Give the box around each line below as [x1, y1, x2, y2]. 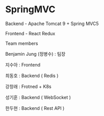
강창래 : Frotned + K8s [5, 83, 52, 89]
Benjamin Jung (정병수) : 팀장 [5, 51, 66, 57]
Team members [5, 40, 38, 47]
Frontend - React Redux [5, 30, 56, 36]
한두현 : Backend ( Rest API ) [5, 105, 65, 111]
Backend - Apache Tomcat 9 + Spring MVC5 [5, 20, 99, 27]
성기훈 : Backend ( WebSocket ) [5, 94, 71, 100]
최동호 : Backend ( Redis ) [5, 73, 59, 79]
